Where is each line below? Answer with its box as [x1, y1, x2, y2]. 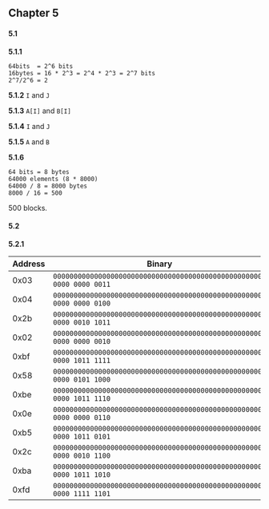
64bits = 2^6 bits [8, 62, 74, 71]
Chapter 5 [8, 6, 59, 20]
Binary [147, 258, 173, 269]
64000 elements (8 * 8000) [8, 175, 98, 183]
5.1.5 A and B [8, 136, 50, 147]
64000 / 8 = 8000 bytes [8, 182, 88, 190]
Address [12, 258, 46, 269]
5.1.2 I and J [8, 90, 50, 99]
